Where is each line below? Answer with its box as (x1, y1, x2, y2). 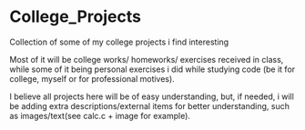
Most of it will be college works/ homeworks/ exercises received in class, (9, 54, 284, 65)
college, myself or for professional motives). (9, 73, 175, 84)
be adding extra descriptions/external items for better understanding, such (9, 100, 290, 111)
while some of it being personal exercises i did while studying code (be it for (9, 64, 296, 75)
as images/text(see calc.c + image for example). (9, 110, 191, 121)
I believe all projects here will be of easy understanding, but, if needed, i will (9, 91, 294, 102)
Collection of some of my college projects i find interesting (9, 36, 229, 47)
